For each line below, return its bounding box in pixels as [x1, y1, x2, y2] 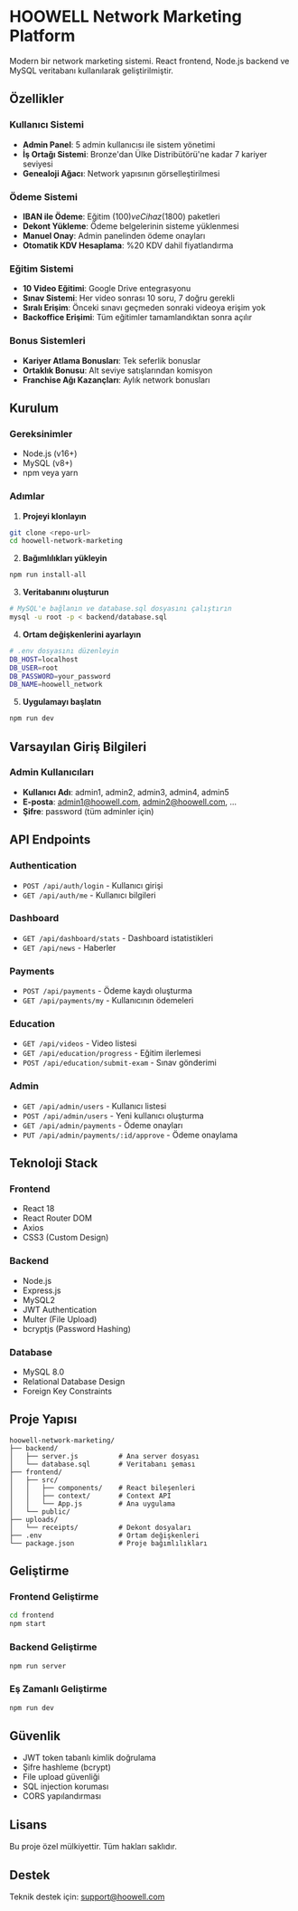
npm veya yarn [22, 468, 79, 479]
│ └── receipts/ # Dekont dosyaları [9, 1523, 192, 1532]
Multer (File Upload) [22, 1314, 98, 1325]
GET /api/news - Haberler [22, 942, 116, 953]
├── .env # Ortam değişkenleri [9, 1531, 200, 1540]
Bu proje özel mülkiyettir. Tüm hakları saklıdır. [9, 1841, 178, 1852]
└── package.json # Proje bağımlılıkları [9, 1538, 208, 1548]
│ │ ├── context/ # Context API [9, 1491, 172, 1500]
